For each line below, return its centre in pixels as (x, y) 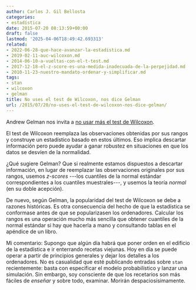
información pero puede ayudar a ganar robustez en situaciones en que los (97, 146)
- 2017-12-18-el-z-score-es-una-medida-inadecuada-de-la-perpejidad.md (96, 66)
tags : (13, 77)
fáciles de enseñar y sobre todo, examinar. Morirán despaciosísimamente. (96, 281)
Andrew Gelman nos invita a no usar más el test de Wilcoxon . (80, 122)
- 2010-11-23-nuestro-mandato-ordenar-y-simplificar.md (76, 72)
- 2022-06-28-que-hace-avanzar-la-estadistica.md (68, 50)
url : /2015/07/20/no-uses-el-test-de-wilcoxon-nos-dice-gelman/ (87, 105)
